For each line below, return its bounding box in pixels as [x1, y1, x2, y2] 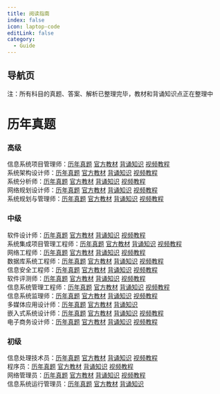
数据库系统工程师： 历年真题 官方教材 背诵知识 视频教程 [7, 257, 164, 265]
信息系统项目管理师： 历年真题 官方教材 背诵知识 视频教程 [7, 160, 170, 169]
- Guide [13, 42, 36, 49]
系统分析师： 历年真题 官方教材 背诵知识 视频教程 [7, 178, 146, 186]
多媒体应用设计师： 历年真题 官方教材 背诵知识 [7, 300, 138, 309]
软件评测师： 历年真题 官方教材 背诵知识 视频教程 [7, 274, 146, 282]
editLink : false [7, 29, 54, 37]
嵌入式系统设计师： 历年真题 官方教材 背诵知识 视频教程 [7, 309, 164, 317]
